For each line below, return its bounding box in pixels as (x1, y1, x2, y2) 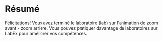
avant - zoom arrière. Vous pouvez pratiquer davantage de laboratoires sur (5, 25, 158, 31)
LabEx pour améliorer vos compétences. (5, 30, 87, 36)
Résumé (5, 3, 40, 15)
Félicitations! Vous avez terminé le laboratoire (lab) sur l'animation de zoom (5, 20, 158, 26)
